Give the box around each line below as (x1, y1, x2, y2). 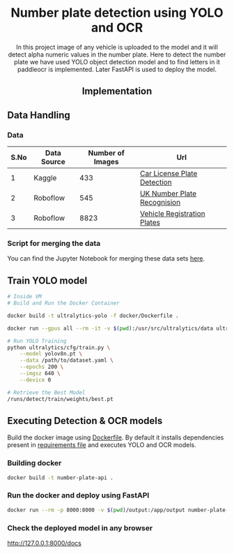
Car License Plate (140, 169, 198, 179)
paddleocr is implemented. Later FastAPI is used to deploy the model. (17, 65, 217, 73)
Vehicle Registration (140, 209, 205, 219)
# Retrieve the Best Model (7, 389, 86, 396)
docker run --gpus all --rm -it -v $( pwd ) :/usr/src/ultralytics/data (7, 325, 214, 332)
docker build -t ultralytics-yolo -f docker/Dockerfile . (7, 312, 179, 319)
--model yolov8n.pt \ (19, 351, 82, 358)
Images (93, 157, 119, 167)
